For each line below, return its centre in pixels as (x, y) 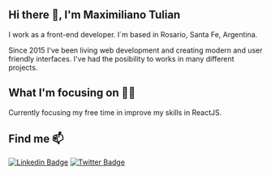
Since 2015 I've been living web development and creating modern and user (135, 50)
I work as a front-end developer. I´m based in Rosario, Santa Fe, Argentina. (133, 34)
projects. (23, 67)
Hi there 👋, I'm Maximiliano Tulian (95, 15)
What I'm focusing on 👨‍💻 (72, 93)
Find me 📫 (36, 139)
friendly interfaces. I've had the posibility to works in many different (121, 58)
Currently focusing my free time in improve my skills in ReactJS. (115, 112)
